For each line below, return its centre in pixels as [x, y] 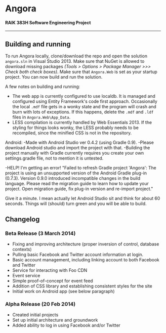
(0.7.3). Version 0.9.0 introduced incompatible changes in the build [73, 178]
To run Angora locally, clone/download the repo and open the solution [76, 56]
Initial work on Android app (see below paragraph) [63, 291]
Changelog [22, 219]
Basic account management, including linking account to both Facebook [86, 259]
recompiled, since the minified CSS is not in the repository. [72, 133]
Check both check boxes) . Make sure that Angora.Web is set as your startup [81, 72]
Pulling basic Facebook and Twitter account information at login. [78, 254]
